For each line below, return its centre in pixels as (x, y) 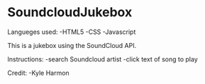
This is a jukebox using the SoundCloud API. (72, 45)
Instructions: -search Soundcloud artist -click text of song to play (103, 59)
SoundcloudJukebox (70, 12)
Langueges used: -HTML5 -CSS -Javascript (72, 32)
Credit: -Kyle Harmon (38, 73)
